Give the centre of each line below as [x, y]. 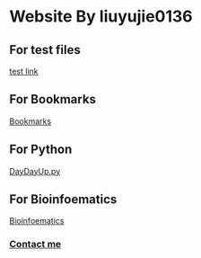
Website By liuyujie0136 [101, 17]
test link [24, 71]
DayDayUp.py [35, 171]
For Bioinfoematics [63, 200]
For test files [45, 50]
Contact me [35, 245]
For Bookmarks [53, 99]
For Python [41, 150]
